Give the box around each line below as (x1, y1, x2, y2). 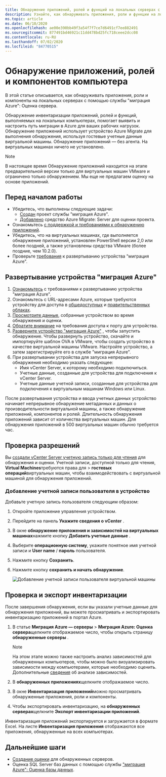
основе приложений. (5, 178, 49, 184)
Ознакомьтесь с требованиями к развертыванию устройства (12, 286, 142, 292)
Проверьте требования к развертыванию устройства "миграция (12, 253, 149, 259)
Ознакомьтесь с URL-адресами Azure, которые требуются (12, 297, 137, 302)
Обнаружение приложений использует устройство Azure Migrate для (5, 128, 152, 134)
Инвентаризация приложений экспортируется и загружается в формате (5, 718, 158, 724)
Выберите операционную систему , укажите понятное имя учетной (12, 542, 157, 549)
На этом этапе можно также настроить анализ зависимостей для (12, 653, 152, 660)
